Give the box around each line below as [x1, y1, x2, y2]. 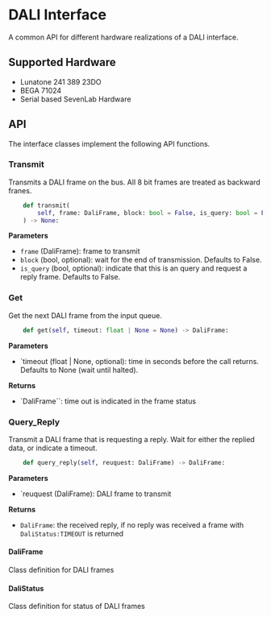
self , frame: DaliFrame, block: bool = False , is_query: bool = [37, 209, 258, 217]
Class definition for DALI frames [8, 565, 115, 575]
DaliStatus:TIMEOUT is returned [19, 528, 123, 538]
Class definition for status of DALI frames [8, 602, 145, 611]
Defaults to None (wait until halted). [19, 365, 139, 375]
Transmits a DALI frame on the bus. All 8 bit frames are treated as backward [8, 177, 261, 187]
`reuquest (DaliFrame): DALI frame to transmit [19, 489, 172, 499]
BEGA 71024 [19, 85, 62, 95]
